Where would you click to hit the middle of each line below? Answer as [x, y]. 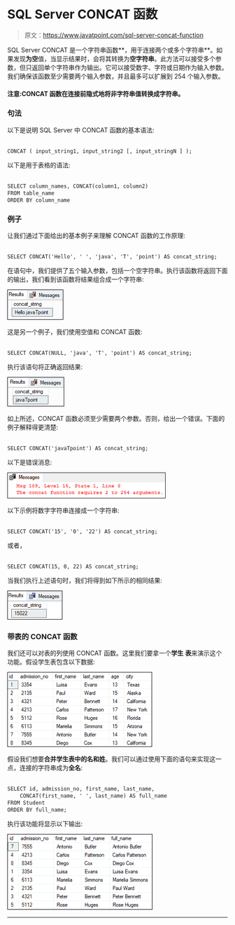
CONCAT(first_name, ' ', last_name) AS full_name [94, 796]
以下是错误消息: [30, 462]
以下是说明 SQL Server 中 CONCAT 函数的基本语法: [81, 130]
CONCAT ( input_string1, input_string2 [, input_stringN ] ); [100, 151]
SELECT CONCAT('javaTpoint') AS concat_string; [78, 449]
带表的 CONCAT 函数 [43, 637]
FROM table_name [31, 193]
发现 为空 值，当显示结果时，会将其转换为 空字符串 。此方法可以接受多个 [114, 58]
